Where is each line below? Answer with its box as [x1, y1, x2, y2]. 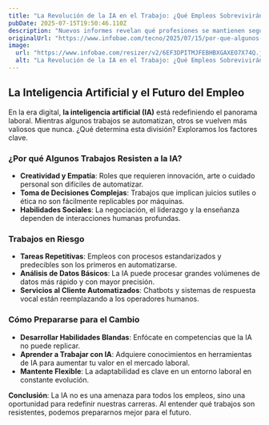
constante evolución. [19, 375, 90, 384]
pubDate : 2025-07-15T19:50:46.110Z [8, 19, 127, 27]
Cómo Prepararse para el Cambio [8, 314, 140, 325]
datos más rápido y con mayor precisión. [19, 277, 155, 287]
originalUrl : [8, 34, 52, 42]
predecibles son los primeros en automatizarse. [19, 260, 178, 270]
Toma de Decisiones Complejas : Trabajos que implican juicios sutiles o [19, 187, 256, 197]
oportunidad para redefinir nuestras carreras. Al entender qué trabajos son [8, 399, 255, 408]
